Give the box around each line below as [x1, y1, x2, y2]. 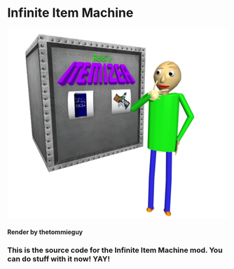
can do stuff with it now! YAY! [7, 254, 111, 264]
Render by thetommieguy [7, 228, 83, 236]
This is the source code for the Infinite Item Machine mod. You [7, 245, 223, 255]
